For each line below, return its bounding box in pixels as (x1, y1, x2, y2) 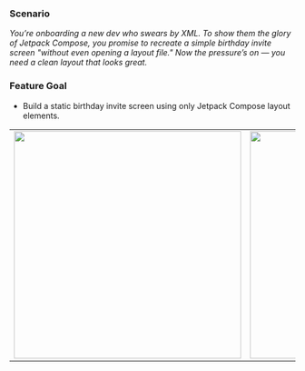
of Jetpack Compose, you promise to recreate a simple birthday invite (9, 37, 272, 48)
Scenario (9, 7, 50, 20)
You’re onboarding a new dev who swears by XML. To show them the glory (9, 28, 291, 39)
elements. (22, 110, 61, 121)
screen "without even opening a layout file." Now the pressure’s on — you (9, 47, 286, 58)
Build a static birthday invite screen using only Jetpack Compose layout (22, 100, 290, 111)
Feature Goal (9, 80, 67, 93)
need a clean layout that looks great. (9, 57, 148, 68)
